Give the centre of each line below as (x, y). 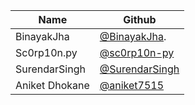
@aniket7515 (132, 85)
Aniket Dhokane (52, 85)
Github (140, 19)
